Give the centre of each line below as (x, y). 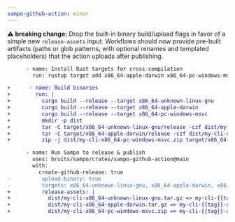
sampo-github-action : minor (48, 14)
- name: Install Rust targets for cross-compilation (104, 69)
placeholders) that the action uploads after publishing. (85, 56)
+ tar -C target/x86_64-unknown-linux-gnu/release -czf (104, 127)
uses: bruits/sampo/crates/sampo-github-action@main (111, 159)
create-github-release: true (81, 172)
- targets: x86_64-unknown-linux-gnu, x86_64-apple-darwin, (111, 185)
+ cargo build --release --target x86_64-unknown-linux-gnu (111, 101)
